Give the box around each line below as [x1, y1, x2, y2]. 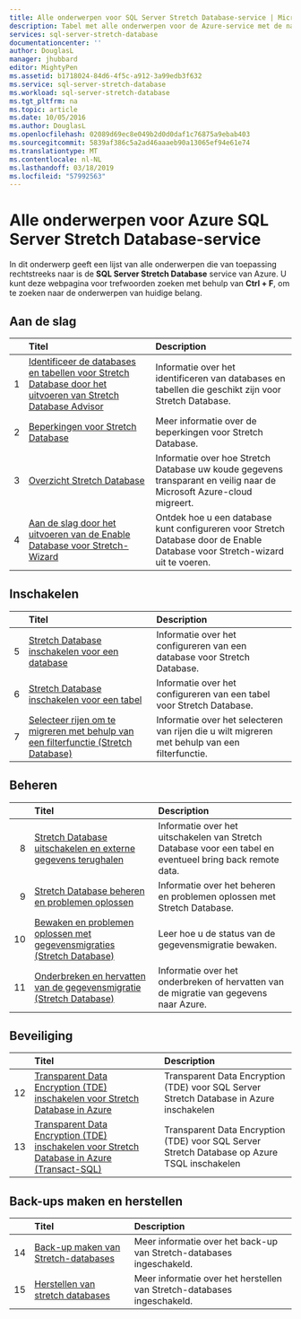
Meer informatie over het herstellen [133, 1272, 282, 1285]
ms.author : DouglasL [9, 122, 87, 131]
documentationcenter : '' [9, 38, 102, 48]
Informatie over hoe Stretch [155, 452, 271, 464]
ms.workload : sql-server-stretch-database [9, 88, 170, 97]
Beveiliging [9, 1028, 73, 1044]
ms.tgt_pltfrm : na [9, 96, 78, 106]
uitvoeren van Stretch [28, 389, 119, 401]
